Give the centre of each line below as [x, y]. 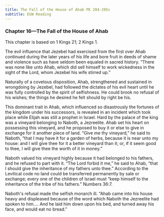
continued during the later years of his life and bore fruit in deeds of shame [81, 56]
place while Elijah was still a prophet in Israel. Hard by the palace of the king [82, 117]
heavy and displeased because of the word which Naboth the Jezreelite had [82, 198]
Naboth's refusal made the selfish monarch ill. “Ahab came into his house [79, 193]
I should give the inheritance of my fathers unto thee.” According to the [77, 168]
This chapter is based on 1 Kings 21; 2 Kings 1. [52, 42]
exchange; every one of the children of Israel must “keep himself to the [77, 179]
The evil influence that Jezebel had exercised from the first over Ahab [75, 51]
